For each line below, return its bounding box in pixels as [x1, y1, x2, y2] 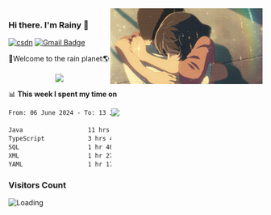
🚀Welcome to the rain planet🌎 [8, 54, 110, 64]
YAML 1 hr [8, 160, 103, 168]
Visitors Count [8, 179, 67, 191]
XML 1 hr [8, 151, 103, 160]
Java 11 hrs [8, 126, 110, 134]
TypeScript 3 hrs [8, 135, 106, 143]
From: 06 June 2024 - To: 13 [8, 109, 106, 117]
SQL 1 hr [8, 143, 103, 151]
